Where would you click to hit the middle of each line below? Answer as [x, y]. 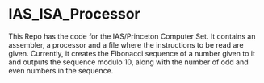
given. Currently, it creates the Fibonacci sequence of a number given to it [132, 53]
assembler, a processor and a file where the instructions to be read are [126, 44]
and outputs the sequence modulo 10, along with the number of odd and [128, 62]
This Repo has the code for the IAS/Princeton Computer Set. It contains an [132, 36]
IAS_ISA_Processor [75, 14]
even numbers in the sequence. [61, 70]
